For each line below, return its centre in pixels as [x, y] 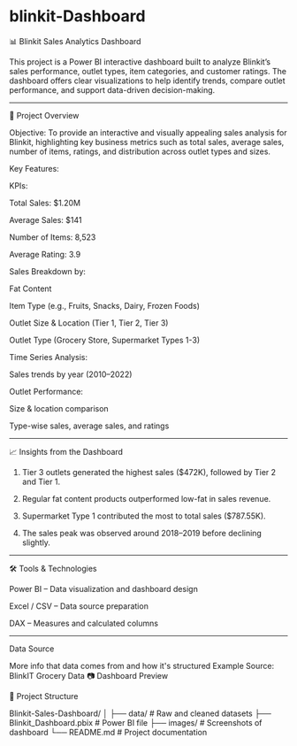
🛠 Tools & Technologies [53, 568]
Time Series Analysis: [49, 357]
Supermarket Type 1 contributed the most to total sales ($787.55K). [144, 516]
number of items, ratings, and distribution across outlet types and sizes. [140, 151]
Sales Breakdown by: [48, 271]
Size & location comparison [59, 408]
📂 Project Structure [44, 696]
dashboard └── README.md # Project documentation [108, 732]
